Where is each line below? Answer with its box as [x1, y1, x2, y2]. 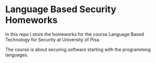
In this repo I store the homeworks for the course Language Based [5, 31, 144, 37]
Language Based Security [5, 4, 117, 15]
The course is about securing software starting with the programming [5, 46, 151, 52]
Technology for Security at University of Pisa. [5, 37, 101, 43]
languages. [5, 52, 29, 58]
